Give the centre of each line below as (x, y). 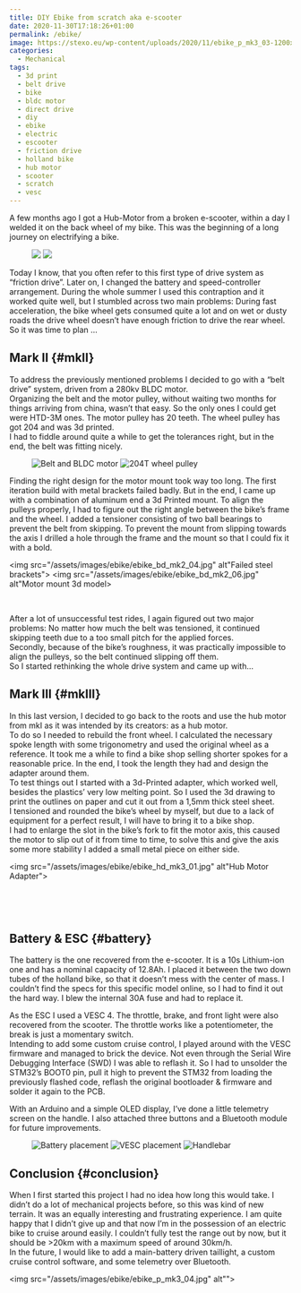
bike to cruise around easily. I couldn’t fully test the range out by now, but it (148, 1233)
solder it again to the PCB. (57, 1092)
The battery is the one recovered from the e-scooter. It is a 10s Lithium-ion (147, 960)
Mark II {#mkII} (52, 358)
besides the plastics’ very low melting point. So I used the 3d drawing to (142, 792)
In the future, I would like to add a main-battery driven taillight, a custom (142, 1252)
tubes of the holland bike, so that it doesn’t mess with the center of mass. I (147, 979)
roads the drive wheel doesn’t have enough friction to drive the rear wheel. (147, 320)
